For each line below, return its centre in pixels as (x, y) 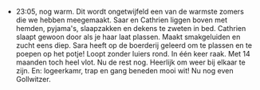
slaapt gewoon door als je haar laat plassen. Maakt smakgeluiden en (128, 37)
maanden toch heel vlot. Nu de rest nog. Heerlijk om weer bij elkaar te (130, 62)
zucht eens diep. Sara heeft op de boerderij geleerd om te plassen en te (134, 45)
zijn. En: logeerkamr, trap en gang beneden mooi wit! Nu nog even (124, 70)
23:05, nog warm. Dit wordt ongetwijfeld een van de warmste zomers (130, 12)
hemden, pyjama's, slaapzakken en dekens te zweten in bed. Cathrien (131, 28)
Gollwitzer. (33, 79)
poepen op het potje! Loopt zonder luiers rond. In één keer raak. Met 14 (133, 54)
